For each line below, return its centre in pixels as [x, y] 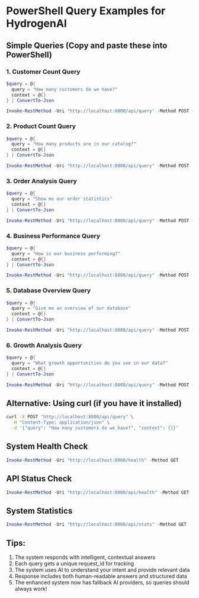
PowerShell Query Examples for [86, 11]
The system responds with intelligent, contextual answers [85, 557]
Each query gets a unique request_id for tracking [74, 563]
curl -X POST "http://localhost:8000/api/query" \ [70, 417]
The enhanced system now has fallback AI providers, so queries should [102, 582]
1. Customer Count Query [44, 71]
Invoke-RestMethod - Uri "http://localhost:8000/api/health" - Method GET [98, 492]
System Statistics [39, 510]
